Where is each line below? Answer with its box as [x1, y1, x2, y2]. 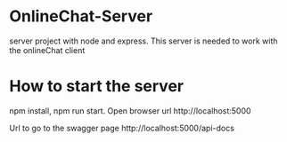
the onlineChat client [9, 44, 86, 55]
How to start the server [9, 76, 184, 97]
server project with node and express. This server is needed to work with [9, 35, 278, 46]
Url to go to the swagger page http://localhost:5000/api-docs [9, 122, 234, 133]
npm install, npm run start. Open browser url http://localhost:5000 [9, 105, 251, 116]
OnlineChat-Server [9, 6, 153, 27]
